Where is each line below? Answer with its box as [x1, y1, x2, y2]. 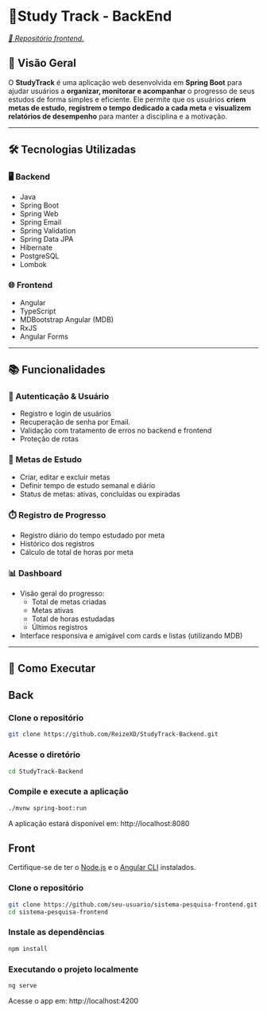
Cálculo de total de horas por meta [19, 548, 133, 557]
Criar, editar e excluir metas [19, 472, 110, 482]
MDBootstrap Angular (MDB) [19, 314, 114, 324]
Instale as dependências [8, 926, 105, 937]
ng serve [8, 981, 37, 989]
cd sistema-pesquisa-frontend [8, 908, 109, 916]
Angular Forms [19, 332, 69, 341]
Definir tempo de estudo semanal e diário [19, 480, 156, 490]
